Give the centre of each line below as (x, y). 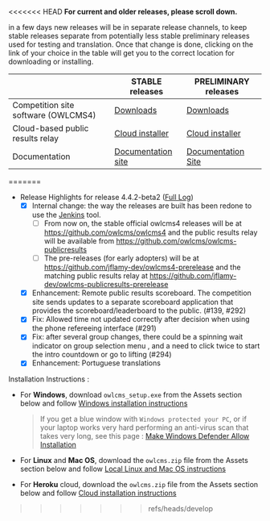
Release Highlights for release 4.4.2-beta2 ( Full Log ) (107, 197)
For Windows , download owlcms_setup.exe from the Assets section (131, 395)
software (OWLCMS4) (54, 115)
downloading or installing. (51, 61)
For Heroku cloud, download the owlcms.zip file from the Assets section (139, 485)
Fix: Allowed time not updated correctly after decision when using (141, 319)
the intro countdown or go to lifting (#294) (102, 355)
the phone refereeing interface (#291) (94, 328)
